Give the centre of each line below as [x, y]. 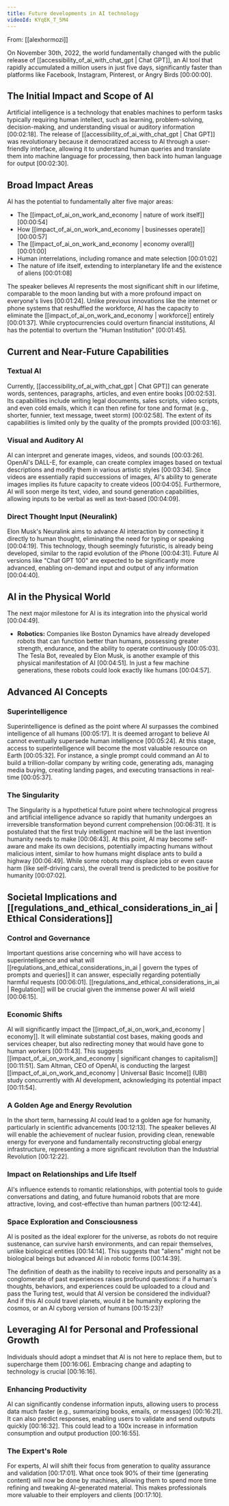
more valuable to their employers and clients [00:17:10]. [85, 1495]
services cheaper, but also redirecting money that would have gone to [106, 1044]
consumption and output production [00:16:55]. [74, 1433]
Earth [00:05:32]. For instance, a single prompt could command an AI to [108, 755]
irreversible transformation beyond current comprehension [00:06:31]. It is [112, 825]
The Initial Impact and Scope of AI [80, 96]
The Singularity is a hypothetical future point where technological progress [112, 810]
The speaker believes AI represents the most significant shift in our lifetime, [113, 287]
